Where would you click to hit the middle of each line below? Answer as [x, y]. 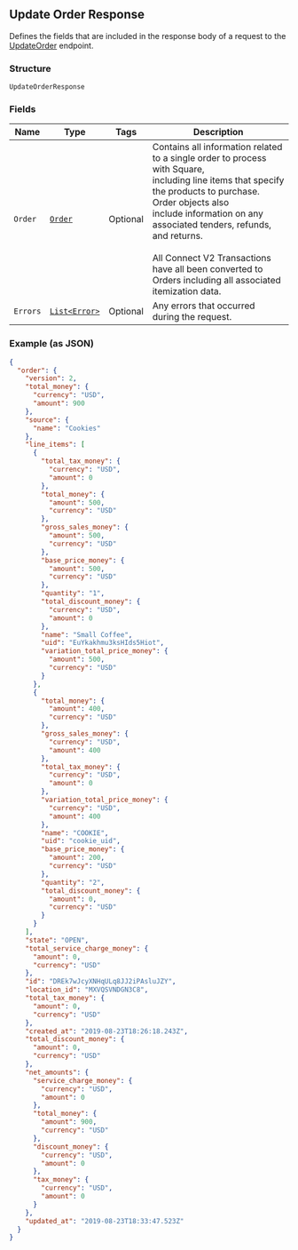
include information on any [208, 214]
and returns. [177, 236]
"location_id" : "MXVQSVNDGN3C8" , [87, 990]
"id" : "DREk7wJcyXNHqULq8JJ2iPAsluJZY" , [101, 982]
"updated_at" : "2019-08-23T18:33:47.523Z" [105, 1221]
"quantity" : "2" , [73, 882]
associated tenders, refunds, [212, 225]
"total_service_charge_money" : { [87, 948]
